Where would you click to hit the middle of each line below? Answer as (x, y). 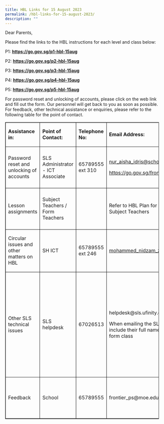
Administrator (58, 164)
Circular (17, 238)
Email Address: (127, 134)
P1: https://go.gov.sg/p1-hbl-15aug (41, 51)
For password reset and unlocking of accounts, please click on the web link (81, 99)
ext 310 (87, 171)
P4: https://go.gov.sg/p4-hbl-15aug (42, 80)
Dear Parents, (19, 33)
